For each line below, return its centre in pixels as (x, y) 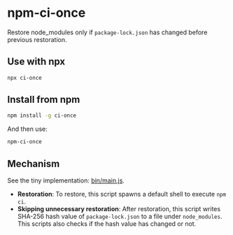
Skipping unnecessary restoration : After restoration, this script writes (119, 209)
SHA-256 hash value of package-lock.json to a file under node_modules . (120, 216)
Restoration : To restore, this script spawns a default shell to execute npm (121, 194)
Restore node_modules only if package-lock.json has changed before (107, 32)
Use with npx (36, 62)
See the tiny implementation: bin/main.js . (66, 180)
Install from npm (44, 100)
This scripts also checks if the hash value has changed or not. (107, 224)
